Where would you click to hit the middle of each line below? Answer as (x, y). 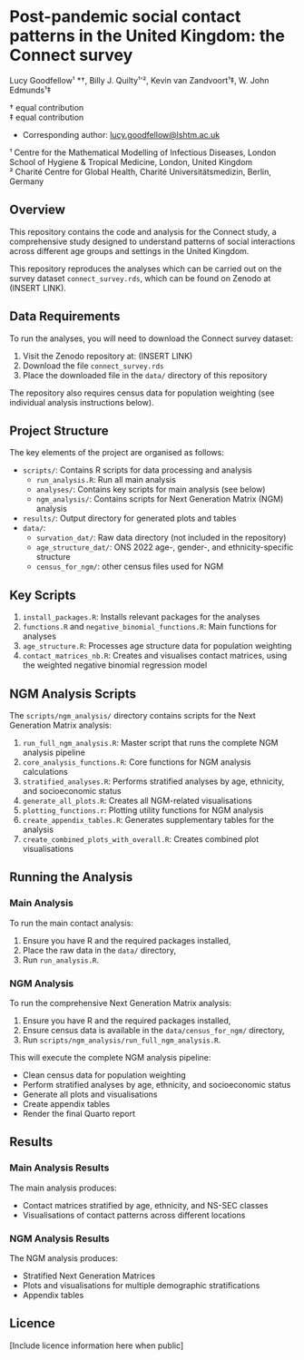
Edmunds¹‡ (30, 90)
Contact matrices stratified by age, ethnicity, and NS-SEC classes (145, 1205)
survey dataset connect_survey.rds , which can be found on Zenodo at (140, 278)
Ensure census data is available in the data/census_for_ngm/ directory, (153, 1030)
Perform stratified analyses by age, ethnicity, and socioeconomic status (157, 1084)
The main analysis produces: (64, 1188)
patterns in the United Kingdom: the (147, 36)
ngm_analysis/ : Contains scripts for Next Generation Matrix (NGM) (160, 499)
